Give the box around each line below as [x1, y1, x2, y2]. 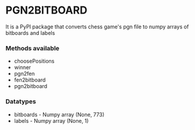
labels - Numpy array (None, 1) [14, 117, 89, 124]
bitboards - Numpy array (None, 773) [14, 110, 104, 118]
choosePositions [14, 57, 55, 65]
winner [14, 64, 31, 71]
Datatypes [5, 97, 37, 106]
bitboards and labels [5, 29, 55, 36]
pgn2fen [14, 70, 35, 77]
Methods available [5, 44, 60, 52]
